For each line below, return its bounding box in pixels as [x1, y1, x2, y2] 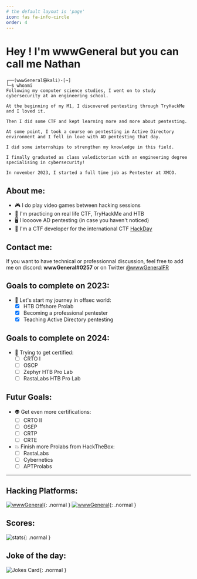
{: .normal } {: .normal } [43, 502, 137, 509]
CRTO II [23, 417, 42, 424]
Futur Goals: [6, 392, 52, 402]
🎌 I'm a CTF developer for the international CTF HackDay [14, 225, 152, 232]
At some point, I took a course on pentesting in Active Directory [6, 129, 175, 135]
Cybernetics [23, 457, 53, 464]
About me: [6, 186, 46, 196]
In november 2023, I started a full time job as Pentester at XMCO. [6, 170, 177, 176]
